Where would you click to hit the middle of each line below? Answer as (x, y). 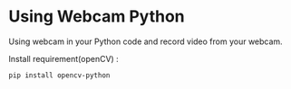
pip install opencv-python (59, 75)
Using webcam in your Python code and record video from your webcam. (145, 41)
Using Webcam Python (97, 17)
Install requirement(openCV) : (63, 58)
